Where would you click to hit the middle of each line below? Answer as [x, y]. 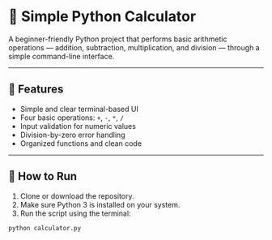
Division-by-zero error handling [72, 135]
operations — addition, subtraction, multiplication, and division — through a [134, 47]
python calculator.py [45, 228]
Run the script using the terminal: [75, 213]
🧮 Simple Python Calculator [102, 17]
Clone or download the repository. [77, 196]
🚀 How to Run [43, 176]
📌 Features [36, 90]
